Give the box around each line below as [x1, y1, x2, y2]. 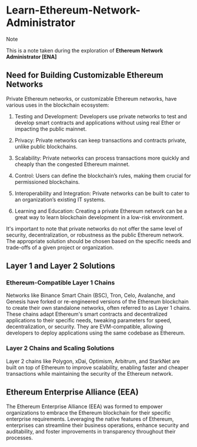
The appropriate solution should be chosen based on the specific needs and [6, 237, 191, 244]
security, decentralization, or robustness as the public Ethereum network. [6, 231, 184, 239]
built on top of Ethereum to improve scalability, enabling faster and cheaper [6, 363, 189, 371]
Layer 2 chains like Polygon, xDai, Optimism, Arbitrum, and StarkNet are [6, 357, 181, 365]
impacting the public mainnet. [14, 125, 87, 133]
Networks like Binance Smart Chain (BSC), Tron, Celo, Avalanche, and [6, 292, 175, 299]
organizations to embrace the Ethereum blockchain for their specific [6, 409, 171, 416]
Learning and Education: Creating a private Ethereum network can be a [14, 207, 187, 214]
